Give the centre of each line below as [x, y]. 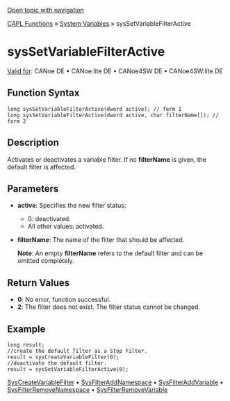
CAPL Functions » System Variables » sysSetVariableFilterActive [99, 23]
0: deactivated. [49, 219]
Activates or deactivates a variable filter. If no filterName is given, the [107, 159]
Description [33, 143]
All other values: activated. [66, 227]
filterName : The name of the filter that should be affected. [101, 240]
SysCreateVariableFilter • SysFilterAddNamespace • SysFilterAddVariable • [115, 382]
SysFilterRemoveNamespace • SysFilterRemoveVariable [88, 389]
